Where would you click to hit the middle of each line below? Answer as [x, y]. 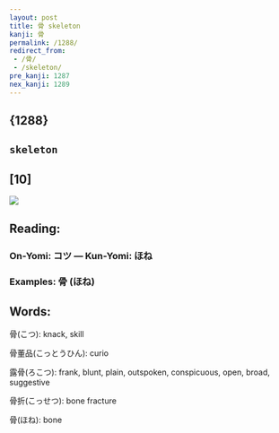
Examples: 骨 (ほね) [52, 281]
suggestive [30, 383]
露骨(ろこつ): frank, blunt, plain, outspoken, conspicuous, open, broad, [140, 372]
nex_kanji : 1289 [39, 84]
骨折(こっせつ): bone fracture [63, 401]
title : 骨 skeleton [45, 26]
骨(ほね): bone [36, 420]
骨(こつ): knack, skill [47, 334]
